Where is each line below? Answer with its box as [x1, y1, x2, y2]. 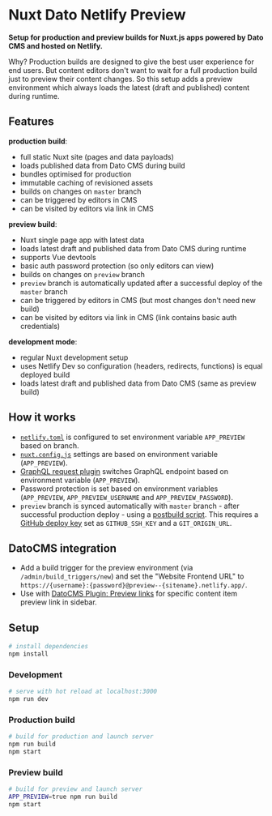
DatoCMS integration [8, 541, 117, 555]
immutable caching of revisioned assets [19, 177, 154, 187]
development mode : [8, 336, 78, 346]
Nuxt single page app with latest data [19, 235, 145, 245]
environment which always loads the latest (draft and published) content [8, 83, 249, 92]
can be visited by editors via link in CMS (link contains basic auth [19, 312, 237, 322]
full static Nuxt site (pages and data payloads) [19, 152, 174, 161]
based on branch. [19, 440, 79, 451]
